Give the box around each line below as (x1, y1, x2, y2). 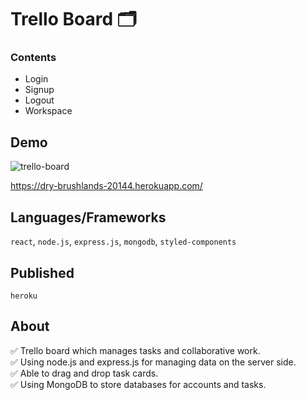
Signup (24, 84, 55, 96)
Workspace (24, 105, 73, 117)
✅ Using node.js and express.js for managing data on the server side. (10, 356, 297, 368)
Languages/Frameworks (10, 209, 167, 226)
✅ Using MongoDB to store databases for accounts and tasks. (10, 378, 267, 390)
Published (10, 264, 75, 281)
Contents (10, 51, 57, 65)
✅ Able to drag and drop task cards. (10, 367, 159, 379)
